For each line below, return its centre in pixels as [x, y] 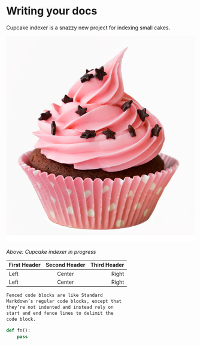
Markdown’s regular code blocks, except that [64, 301]
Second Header [66, 265]
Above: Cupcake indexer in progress [51, 251]
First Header [25, 265]
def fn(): [19, 330]
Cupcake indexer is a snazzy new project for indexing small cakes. [88, 28]
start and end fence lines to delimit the [60, 313]
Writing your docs [52, 11]
